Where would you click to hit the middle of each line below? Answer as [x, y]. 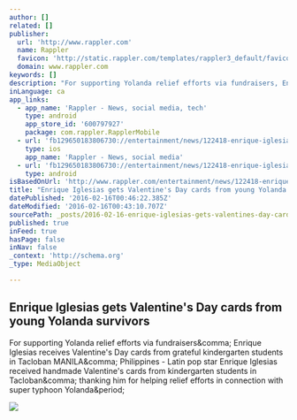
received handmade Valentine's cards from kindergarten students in [133, 370]
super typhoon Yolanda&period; [67, 389]
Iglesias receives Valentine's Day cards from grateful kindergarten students [146, 352]
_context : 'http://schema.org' [67, 256]
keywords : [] [33, 75]
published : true [39, 223]
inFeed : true [33, 231]
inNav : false [33, 248]
